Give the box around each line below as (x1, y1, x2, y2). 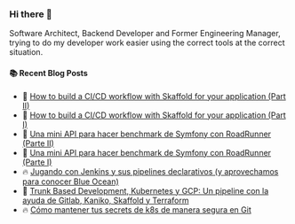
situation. (9, 47, 44, 58)
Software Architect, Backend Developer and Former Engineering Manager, (9, 28, 282, 39)
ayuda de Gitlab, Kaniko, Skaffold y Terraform (21, 195, 189, 205)
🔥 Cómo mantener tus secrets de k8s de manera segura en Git (21, 204, 251, 215)
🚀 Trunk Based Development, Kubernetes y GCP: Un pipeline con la (21, 185, 269, 196)
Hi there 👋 (9, 8, 53, 20)
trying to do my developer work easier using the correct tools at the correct (9, 37, 285, 48)
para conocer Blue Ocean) (21, 176, 120, 187)
